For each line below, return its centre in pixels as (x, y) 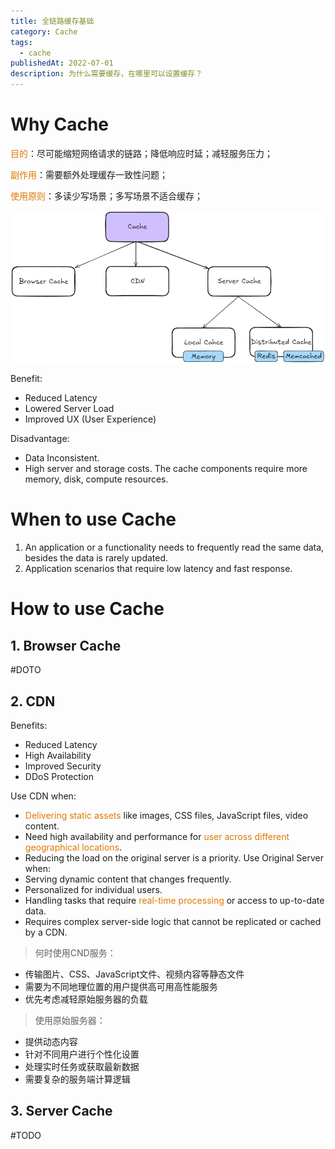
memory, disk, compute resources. (96, 479)
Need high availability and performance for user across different (157, 836)
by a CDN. (46, 932)
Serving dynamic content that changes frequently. (128, 879)
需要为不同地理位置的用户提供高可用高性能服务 (121, 986)
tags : (21, 42)
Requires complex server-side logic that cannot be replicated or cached (173, 921)
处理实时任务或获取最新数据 (82, 1066)
